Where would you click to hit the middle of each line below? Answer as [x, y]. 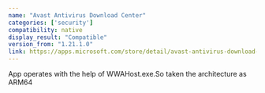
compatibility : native [45, 30]
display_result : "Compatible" [58, 37]
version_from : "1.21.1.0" [50, 45]
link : [17, 52]
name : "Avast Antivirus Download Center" [77, 15]
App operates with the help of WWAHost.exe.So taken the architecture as [127, 74]
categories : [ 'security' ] [50, 23]
